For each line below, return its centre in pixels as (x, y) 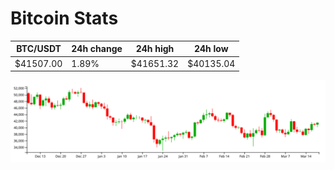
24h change (97, 49)
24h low (211, 49)
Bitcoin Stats (64, 18)
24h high (155, 49)
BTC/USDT (39, 49)
